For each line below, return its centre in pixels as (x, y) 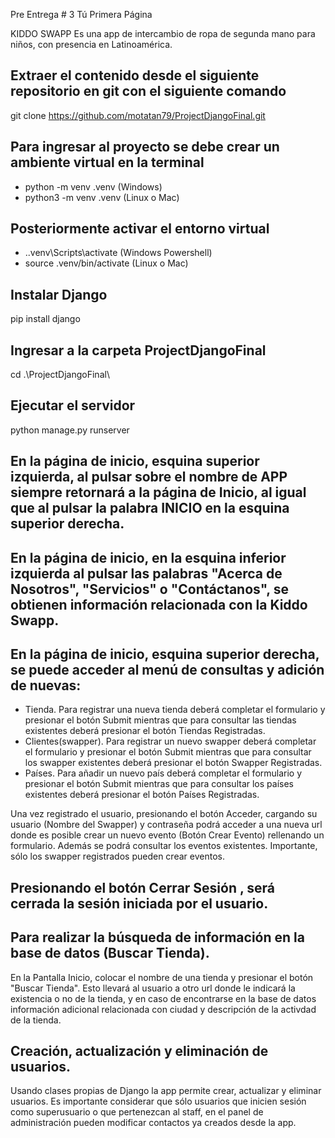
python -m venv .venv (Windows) (93, 186)
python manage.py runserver (70, 430)
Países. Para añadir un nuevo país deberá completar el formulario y (163, 773)
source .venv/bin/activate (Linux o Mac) (106, 263)
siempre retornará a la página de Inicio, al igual (158, 492)
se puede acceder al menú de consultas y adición (167, 670)
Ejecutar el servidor (73, 405)
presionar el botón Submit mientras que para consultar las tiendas (160, 720)
